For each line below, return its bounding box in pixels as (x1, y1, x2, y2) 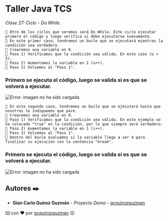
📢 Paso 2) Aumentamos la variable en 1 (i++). (5, 126, 105, 131)
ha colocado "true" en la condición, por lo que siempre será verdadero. (5, 122, 163, 127)
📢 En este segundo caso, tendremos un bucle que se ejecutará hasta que (5, 104, 161, 109)
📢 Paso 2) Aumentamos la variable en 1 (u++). (5, 60, 105, 66)
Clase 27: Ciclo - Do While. (5, 20, 61, 26)
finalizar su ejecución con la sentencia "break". (5, 139, 114, 144)
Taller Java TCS (5, 3, 72, 15)
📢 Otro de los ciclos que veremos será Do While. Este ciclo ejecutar (5, 29, 156, 34)
